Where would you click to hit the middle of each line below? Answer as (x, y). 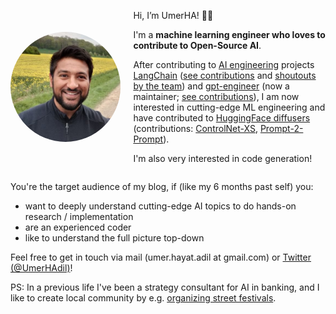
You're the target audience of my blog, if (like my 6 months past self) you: (162, 186)
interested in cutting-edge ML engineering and (229, 107)
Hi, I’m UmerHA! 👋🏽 (173, 15)
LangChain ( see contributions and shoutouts (225, 75)
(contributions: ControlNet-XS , (195, 128)
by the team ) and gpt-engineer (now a (211, 86)
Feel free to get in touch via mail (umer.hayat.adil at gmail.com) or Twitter (161, 257)
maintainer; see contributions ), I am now (216, 96)
